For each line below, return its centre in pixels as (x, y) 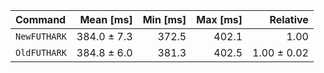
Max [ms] (219, 19)
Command (41, 19)
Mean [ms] (106, 19)
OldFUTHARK (41, 52)
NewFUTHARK (41, 36)
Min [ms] (164, 19)
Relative (289, 19)
